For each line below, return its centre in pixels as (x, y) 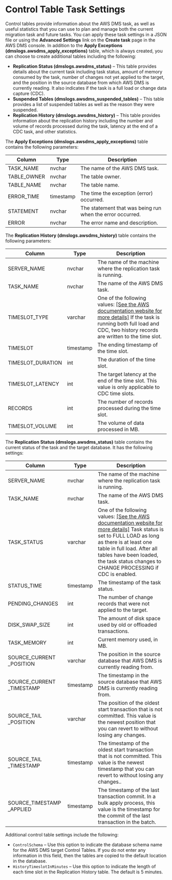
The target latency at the (127, 374)
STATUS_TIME (25, 585)
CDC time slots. (116, 393)
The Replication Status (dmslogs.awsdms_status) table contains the (79, 442)
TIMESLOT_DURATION (35, 362)
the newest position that (127, 722)
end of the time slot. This (127, 380)
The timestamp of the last (129, 790)
